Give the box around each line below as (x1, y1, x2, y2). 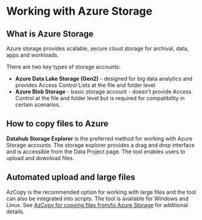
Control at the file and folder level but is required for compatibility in (15, 95, 185, 101)
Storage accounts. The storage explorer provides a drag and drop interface (6, 141, 195, 148)
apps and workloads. (6, 51, 59, 59)
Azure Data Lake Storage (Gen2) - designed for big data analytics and (15, 75, 193, 82)
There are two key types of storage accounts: (6, 63, 121, 70)
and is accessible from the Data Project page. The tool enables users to (6, 148, 186, 155)
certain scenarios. (15, 101, 61, 108)
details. (6, 208, 25, 215)
